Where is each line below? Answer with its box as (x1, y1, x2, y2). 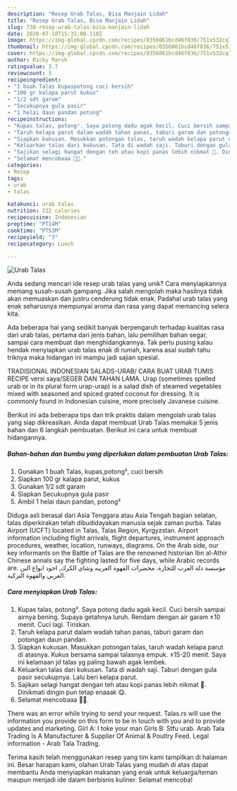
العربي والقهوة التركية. (7, 571, 66, 580)
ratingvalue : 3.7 (7, 63, 59, 70)
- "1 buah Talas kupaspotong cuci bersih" (7, 83, 134, 90)
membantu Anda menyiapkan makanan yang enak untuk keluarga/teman (7, 768, 218, 777)
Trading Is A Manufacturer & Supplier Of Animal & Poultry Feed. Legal (7, 732, 209, 740)
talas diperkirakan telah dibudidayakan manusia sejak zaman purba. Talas (7, 519, 221, 527)
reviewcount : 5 (7, 69, 52, 76)
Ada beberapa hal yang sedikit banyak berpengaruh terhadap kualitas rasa (7, 323, 224, 332)
